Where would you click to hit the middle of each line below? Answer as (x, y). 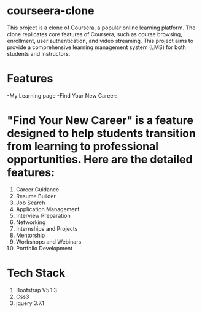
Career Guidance (37, 189)
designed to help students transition (101, 133)
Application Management (48, 209)
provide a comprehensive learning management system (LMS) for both (97, 47)
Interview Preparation (43, 215)
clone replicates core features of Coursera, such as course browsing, (95, 34)
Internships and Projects (47, 228)
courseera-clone (51, 11)
